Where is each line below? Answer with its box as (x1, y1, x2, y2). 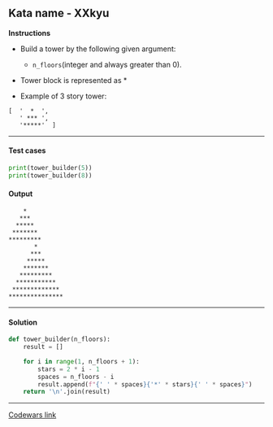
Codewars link (8, 410, 57, 420)
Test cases (8, 146, 46, 155)
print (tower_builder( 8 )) (8, 171, 93, 180)
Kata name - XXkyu (8, 7, 110, 20)
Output (8, 189, 33, 198)
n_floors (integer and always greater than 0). (32, 59, 182, 69)
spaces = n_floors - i (37, 373, 115, 381)
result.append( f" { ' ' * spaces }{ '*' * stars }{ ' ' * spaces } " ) (37, 380, 253, 389)
